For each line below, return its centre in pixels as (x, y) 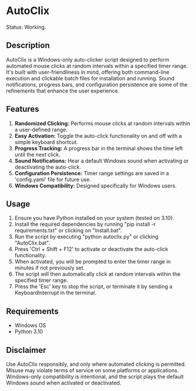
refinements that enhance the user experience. (63, 91)
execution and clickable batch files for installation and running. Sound (90, 78)
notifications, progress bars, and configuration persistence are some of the (97, 84)
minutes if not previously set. (50, 268)
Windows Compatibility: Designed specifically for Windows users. (96, 185)
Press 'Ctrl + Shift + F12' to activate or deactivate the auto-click (91, 249)
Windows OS (30, 325)
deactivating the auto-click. (48, 167)
